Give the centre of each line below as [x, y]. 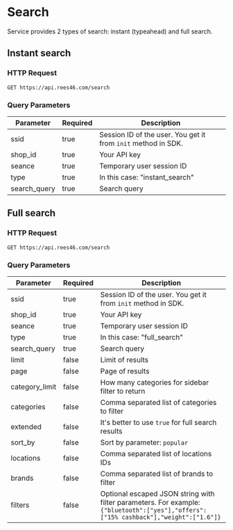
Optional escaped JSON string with [157, 493]
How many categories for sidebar [155, 382]
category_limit [34, 387]
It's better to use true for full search [158, 422]
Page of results [125, 371]
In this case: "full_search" [142, 337]
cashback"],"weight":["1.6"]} [171, 517]
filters [20, 505]
